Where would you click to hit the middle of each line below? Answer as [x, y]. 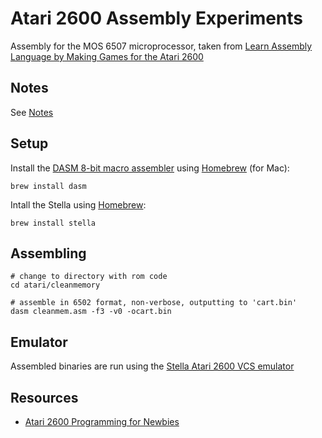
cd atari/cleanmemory [55, 285]
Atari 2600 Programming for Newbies [102, 421]
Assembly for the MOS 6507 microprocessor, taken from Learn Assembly [161, 46]
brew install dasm [48, 186]
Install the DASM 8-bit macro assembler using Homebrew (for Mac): [150, 168]
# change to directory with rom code [89, 277]
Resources [44, 397]
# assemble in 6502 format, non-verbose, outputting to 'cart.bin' [154, 303]
